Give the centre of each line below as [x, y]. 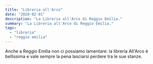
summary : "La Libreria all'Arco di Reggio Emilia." [59, 23]
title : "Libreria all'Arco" [34, 10]
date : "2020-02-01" [25, 14]
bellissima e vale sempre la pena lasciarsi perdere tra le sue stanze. [74, 56]
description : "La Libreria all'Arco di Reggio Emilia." [64, 19]
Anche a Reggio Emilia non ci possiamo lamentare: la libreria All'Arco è [77, 51]
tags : [11, 28]
